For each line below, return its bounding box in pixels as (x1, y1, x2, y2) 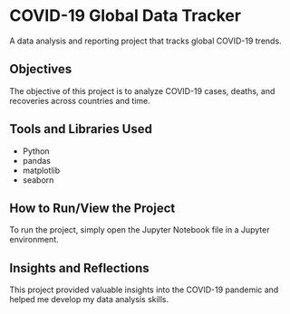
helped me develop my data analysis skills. (9, 294, 169, 305)
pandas (22, 155, 52, 166)
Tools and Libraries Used (9, 121, 152, 137)
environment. (9, 234, 59, 245)
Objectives (9, 62, 72, 77)
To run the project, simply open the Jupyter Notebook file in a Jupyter (9, 224, 270, 235)
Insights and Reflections (9, 260, 150, 276)
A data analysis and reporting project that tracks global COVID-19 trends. (9, 35, 283, 46)
